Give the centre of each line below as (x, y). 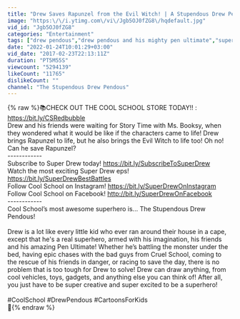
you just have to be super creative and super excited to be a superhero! (112, 285)
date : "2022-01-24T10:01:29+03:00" (60, 47)
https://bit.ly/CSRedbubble (46, 118)
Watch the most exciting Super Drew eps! (69, 171)
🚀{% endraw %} (31, 308)
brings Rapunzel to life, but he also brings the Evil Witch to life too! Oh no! (116, 141)
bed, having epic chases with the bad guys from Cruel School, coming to (115, 255)
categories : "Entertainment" (51, 34)
